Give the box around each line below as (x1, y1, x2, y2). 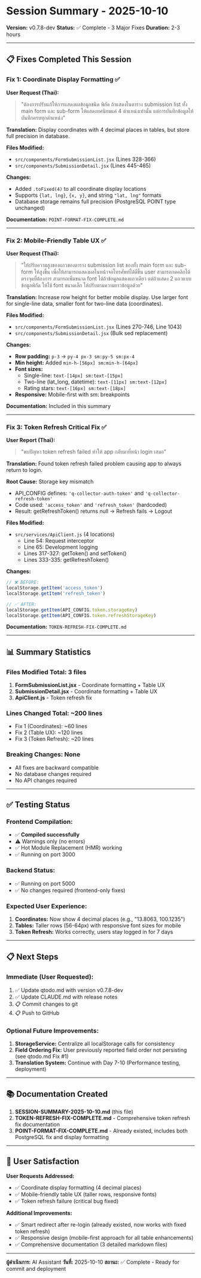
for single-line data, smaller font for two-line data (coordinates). (6, 300, 163, 307)
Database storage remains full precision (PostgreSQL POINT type (14, 197, 176, 205)
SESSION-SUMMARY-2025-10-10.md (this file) (14, 1108, 133, 1115)
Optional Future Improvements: (6, 1026, 99, 1034)
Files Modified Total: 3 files (6, 668, 87, 676)
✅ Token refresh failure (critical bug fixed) (14, 1197, 119, 1204)
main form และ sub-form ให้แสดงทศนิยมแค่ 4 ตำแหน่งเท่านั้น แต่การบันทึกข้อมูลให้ (20, 107, 194, 114)
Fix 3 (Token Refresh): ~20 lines (14, 735, 94, 743)
